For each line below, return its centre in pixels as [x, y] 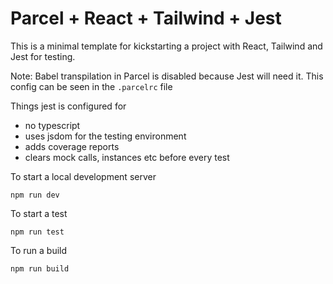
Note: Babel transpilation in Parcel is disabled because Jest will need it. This [167, 76]
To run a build [39, 250]
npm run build [40, 268]
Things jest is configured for [68, 106]
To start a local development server [83, 176]
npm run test [37, 232]
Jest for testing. [43, 56]
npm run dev [35, 195]
